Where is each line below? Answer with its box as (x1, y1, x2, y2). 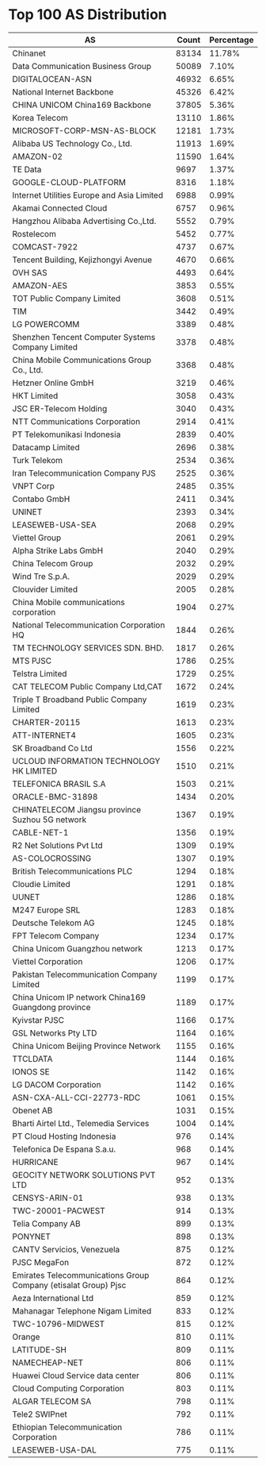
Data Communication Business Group (12, 60, 152, 71)
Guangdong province (12, 1001, 91, 1013)
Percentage (209, 34, 254, 45)
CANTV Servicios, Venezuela (12, 1244, 120, 1255)
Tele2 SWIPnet (12, 1408, 67, 1419)
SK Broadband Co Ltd (12, 743, 93, 754)
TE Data (12, 164, 42, 175)
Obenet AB (12, 1105, 53, 1116)
